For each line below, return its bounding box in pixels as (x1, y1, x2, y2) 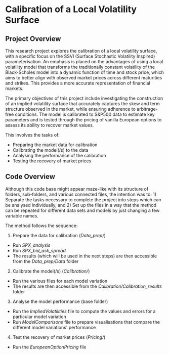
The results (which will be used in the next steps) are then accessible (12, 253, 157, 259)
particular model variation (12, 314, 67, 320)
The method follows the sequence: (5, 223, 78, 229)
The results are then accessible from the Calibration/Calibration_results (12, 283, 162, 289)
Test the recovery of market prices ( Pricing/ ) (12, 334, 106, 340)
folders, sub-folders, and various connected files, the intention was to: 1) (5, 191, 157, 197)
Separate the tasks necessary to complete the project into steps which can (5, 196, 161, 203)
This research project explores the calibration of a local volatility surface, (5, 48, 157, 54)
